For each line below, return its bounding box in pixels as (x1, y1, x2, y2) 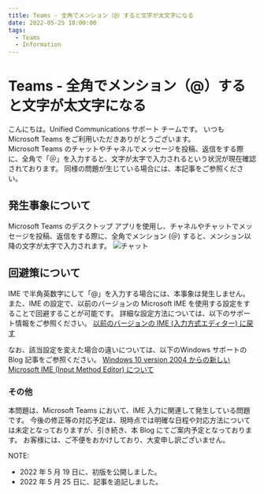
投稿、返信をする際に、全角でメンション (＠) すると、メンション (35, 231, 244, 240)
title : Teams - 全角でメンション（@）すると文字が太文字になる (8, 11, 195, 20)
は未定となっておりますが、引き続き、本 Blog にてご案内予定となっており (8, 425, 246, 434)
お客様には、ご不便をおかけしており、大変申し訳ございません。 (23, 435, 230, 444)
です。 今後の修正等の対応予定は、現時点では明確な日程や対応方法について (8, 415, 251, 425)
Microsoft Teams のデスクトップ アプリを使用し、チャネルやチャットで (8, 221, 239, 231)
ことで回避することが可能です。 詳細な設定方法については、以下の (14, 308, 230, 318)
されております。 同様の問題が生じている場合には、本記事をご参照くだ (8, 164, 237, 173)
